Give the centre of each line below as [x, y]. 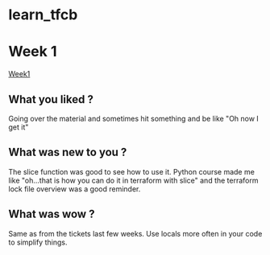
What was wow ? [52, 214]
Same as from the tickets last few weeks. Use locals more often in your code [135, 233]
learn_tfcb [43, 15]
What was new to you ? [68, 152]
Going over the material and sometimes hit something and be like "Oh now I [134, 118]
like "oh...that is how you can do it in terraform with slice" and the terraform [133, 180]
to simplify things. [38, 242]
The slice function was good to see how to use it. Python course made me [132, 171]
